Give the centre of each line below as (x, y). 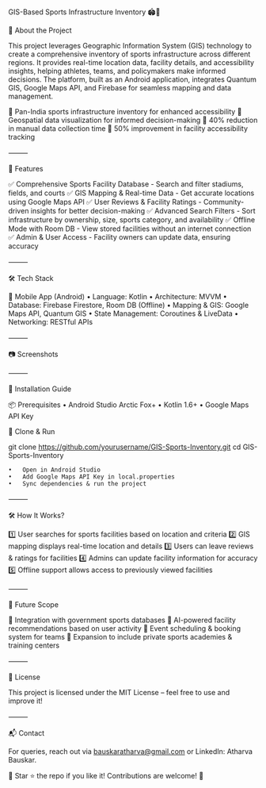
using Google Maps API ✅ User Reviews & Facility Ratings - (105, 202)
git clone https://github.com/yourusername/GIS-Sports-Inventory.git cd (125, 447)
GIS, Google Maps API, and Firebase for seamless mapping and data (120, 88)
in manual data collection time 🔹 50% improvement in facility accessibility (128, 129)
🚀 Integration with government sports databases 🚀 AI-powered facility (122, 620)
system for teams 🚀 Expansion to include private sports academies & (120, 637)
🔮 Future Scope (34, 605)
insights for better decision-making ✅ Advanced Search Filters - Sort (143, 211)
